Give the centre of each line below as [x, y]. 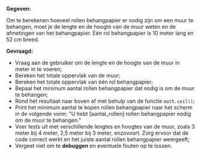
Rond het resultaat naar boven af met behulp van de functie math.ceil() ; [105, 101]
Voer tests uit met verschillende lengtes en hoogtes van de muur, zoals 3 [105, 126]
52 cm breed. [23, 39]
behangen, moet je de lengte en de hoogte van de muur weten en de [91, 27]
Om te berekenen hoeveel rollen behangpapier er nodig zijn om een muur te [100, 20]
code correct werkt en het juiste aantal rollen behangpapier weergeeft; [102, 139]
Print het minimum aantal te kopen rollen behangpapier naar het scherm [104, 107]
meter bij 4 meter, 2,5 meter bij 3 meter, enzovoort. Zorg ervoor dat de [102, 133]
